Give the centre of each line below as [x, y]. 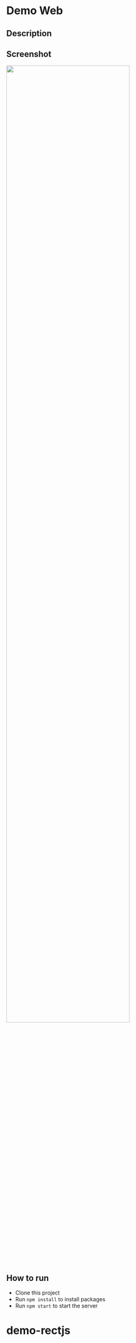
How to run [28, 1278]
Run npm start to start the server [56, 1306]
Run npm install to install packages [60, 1299]
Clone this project [37, 1293]
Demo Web [35, 11]
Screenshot [29, 54]
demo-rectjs [38, 1330]
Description [29, 33]
